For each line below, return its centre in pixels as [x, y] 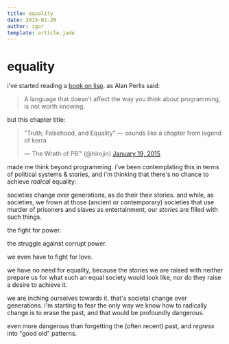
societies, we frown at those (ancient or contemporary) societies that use [111, 202]
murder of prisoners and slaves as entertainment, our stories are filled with [112, 210]
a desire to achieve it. [37, 285]
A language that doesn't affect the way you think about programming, [122, 99]
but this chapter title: [36, 120]
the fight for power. [34, 230]
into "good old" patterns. [42, 334]
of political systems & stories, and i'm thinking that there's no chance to [108, 174]
